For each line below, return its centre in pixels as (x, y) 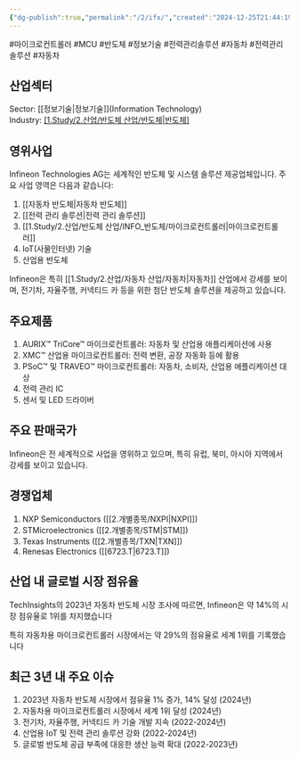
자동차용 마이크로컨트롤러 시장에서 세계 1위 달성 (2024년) (122, 711)
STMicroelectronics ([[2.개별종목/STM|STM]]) (105, 530)
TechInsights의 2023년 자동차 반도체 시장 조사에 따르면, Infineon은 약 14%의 (144, 605)
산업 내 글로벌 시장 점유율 (74, 582)
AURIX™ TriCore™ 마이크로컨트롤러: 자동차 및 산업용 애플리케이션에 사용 (147, 344)
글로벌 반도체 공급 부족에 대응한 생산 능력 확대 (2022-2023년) (130, 745)
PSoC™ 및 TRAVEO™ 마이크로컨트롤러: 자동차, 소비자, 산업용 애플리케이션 (149, 367)
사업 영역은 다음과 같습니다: (66, 185)
